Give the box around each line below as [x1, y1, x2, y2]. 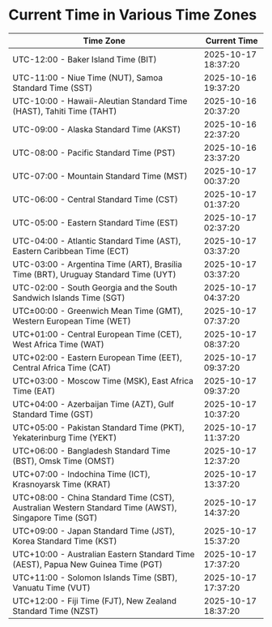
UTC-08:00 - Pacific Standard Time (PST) [12, 147, 176, 158]
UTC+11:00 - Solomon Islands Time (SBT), [12, 572, 178, 583]
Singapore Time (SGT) [12, 512, 98, 523]
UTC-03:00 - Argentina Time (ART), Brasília [12, 258, 182, 269]
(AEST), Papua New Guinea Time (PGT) [12, 558, 164, 569]
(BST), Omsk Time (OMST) [12, 455, 115, 466]
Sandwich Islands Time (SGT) [12, 292, 125, 303]
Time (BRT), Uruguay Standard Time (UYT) [12, 268, 176, 280]
